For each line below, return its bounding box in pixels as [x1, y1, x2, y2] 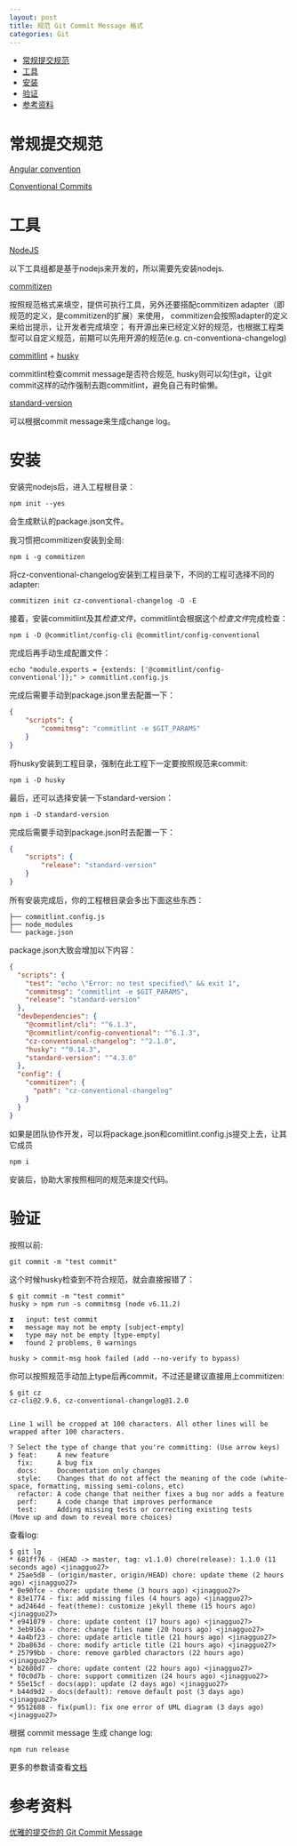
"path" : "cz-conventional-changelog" [32, 1086, 173, 1096]
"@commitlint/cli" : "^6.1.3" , [25, 1020, 138, 1029]
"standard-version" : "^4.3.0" [25, 1053, 138, 1062]
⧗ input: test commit [9, 1315, 98, 1324]
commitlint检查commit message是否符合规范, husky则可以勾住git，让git [9, 369, 272, 380]
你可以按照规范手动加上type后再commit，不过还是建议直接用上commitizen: [9, 1371, 285, 1381]
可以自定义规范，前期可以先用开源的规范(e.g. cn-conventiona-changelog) [16, 332, 287, 343]
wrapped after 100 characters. [9, 1427, 125, 1436]
